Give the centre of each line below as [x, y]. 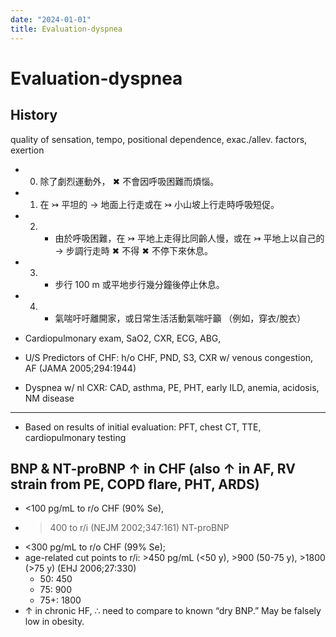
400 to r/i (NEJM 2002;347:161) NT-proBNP [139, 528]
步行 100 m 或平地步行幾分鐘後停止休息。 [139, 284]
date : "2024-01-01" [51, 19]
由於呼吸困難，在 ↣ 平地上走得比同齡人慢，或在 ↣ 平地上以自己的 [189, 238]
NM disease [49, 398]
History [34, 115]
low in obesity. [54, 622]
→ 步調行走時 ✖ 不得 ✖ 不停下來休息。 [133, 250]
